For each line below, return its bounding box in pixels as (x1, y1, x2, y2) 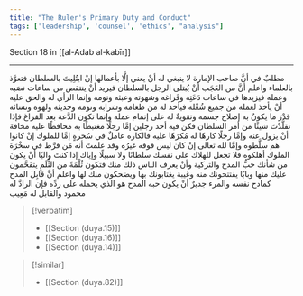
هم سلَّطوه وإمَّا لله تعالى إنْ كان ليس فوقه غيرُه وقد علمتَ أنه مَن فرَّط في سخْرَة (9, 139, 280, 150)
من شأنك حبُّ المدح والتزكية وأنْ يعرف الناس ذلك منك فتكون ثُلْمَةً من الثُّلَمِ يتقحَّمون (9, 159, 289, 170)
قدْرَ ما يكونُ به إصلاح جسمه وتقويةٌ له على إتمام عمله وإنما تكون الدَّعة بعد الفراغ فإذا (9, 110, 290, 122)
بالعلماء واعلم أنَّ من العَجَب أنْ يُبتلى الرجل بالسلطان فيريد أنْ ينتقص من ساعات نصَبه (9, 82, 293, 93)
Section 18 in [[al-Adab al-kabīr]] (9, 46, 131, 57)
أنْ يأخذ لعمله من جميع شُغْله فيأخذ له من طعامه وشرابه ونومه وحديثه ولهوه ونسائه (9, 101, 282, 112)
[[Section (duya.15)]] (44, 222, 122, 233)
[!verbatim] (31, 205, 74, 216)
